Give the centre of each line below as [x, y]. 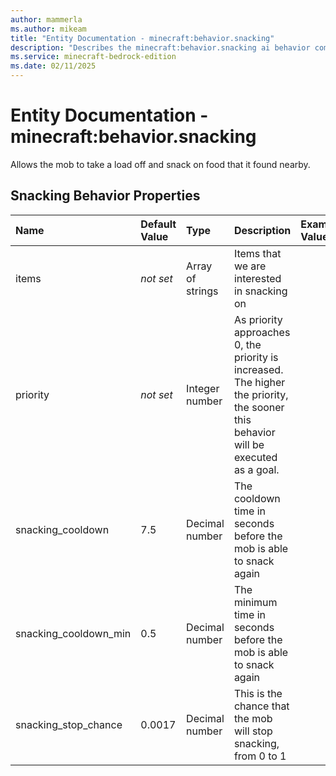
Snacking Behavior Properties [105, 196]
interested [257, 278]
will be [249, 444]
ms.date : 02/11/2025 [53, 66]
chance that [261, 706]
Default [158, 224]
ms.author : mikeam [48, 29]
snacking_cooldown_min [73, 633]
